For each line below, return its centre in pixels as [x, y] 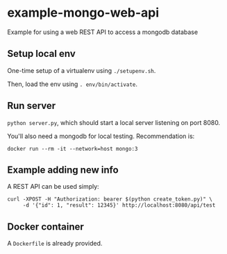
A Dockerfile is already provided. [55, 244]
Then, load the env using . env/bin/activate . [72, 84]
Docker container [46, 227]
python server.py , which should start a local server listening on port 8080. [114, 122]
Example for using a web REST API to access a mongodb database [103, 32]
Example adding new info [63, 170]
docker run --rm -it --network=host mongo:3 [73, 149]
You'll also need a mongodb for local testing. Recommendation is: [101, 136]
